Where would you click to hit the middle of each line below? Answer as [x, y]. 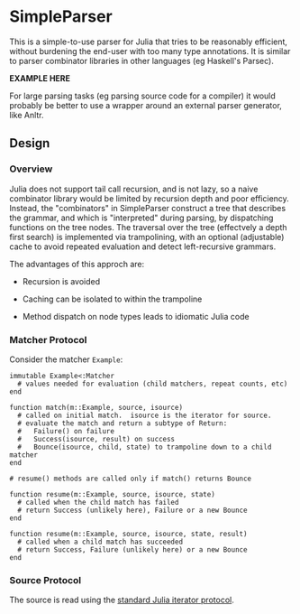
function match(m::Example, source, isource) [96, 407]
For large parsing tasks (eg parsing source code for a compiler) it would [143, 96]
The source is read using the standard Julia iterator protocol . [122, 600]
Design [30, 143]
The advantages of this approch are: [77, 264]
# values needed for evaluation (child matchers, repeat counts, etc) [153, 384]
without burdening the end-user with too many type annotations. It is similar [150, 51]
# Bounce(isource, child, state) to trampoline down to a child [145, 447]
